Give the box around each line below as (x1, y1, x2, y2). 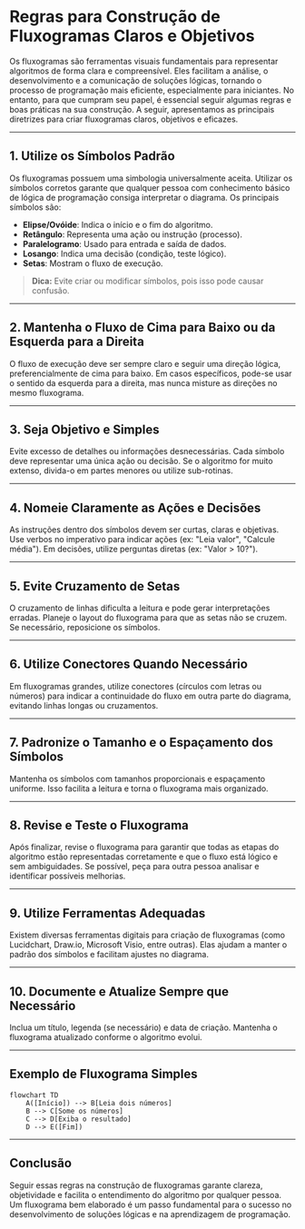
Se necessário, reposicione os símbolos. (9, 622, 161, 632)
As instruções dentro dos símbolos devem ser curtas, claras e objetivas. (9, 524, 280, 535)
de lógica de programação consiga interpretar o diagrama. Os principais (9, 192, 280, 203)
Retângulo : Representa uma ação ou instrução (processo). (22, 229, 243, 240)
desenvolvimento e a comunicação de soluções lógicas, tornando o (9, 74, 262, 85)
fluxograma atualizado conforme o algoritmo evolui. (9, 1032, 202, 1043)
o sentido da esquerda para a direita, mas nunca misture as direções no (9, 377, 278, 388)
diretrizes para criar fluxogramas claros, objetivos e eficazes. (9, 114, 239, 124)
